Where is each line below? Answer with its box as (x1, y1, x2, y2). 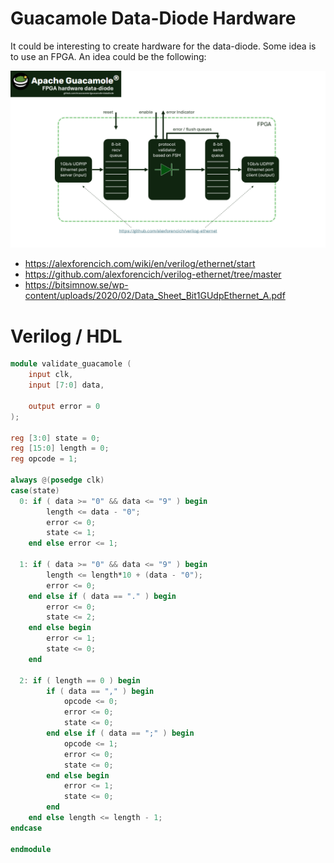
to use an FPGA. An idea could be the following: (10, 50, 207, 62)
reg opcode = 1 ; (10, 454, 78, 464)
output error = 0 (28, 401, 101, 411)
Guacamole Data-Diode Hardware (10, 7, 297, 30)
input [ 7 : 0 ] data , (28, 380, 105, 391)
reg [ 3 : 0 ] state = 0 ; (10, 433, 101, 443)
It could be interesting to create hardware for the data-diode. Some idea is (10, 40, 317, 52)
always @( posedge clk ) (10, 475, 105, 485)
